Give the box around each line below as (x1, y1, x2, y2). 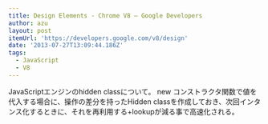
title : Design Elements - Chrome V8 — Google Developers (8, 11, 203, 20)
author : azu (8, 19, 48, 27)
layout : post (8, 26, 52, 34)
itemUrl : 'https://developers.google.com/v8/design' (8, 34, 189, 42)
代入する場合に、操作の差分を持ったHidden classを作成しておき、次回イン (8, 97, 254, 106)
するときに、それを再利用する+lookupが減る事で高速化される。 (29, 106, 239, 116)
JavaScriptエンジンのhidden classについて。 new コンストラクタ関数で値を (8, 86, 258, 96)
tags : (8, 49, 26, 57)
